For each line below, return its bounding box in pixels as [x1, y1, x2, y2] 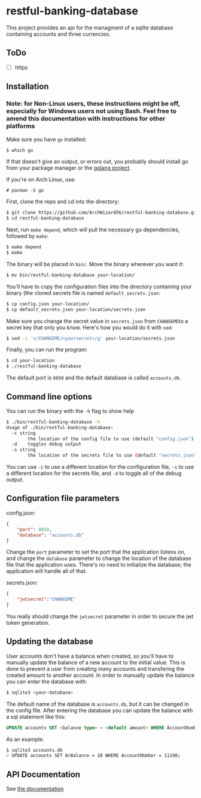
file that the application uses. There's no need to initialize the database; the [6, 561, 191, 568]
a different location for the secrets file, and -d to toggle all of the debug [6, 469, 182, 477]
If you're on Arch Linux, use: [6, 176, 76, 183]
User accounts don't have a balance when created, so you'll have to [6, 652, 174, 660]
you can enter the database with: [6, 677, 88, 685]
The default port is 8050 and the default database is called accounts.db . [6, 374, 181, 381]
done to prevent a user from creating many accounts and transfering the [6, 665, 184, 672]
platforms [6, 122, 35, 130]
